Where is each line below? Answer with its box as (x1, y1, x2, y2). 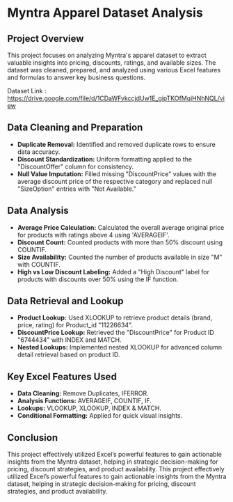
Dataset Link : (7, 87, 47, 95)
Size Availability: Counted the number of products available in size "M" (17, 253, 223, 261)
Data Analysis (7, 205, 70, 217)
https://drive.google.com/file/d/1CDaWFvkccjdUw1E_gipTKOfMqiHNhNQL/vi (7, 94, 225, 102)
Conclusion (7, 432, 58, 444)
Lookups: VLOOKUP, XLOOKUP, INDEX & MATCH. (17, 404, 162, 412)
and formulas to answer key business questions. (7, 73, 146, 81)
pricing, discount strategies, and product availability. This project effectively (7, 465, 225, 473)
